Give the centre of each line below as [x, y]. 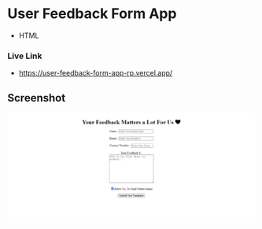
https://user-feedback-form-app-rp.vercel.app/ [96, 73]
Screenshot [37, 98]
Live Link [25, 56]
